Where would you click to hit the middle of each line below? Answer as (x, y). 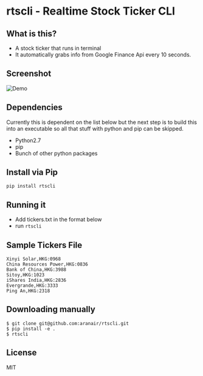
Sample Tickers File (44, 245)
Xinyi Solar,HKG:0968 (34, 259)
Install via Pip (32, 172)
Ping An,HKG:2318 (28, 291)
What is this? (32, 34)
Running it (26, 205)
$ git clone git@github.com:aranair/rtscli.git (68, 323)
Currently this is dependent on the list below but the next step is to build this (102, 122)
